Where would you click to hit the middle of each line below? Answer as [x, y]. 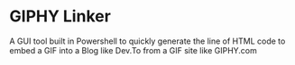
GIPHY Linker [60, 16]
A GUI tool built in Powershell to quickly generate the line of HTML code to [147, 41]
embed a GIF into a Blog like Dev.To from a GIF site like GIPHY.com [133, 50]
